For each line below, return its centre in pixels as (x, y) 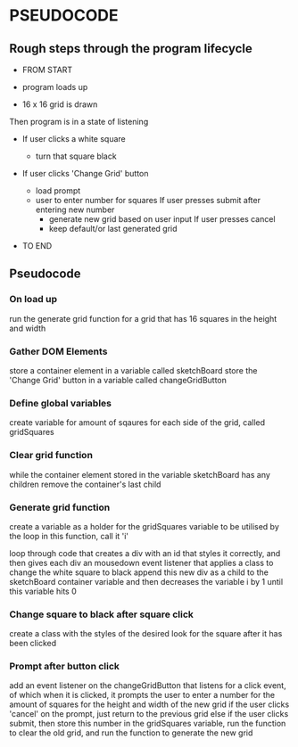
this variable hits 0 (43, 591)
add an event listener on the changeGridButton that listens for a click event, (148, 685)
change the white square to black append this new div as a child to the (139, 572)
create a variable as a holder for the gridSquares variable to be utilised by (144, 526)
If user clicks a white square (74, 139)
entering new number (75, 209)
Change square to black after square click (102, 614)
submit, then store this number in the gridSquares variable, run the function (148, 724)
